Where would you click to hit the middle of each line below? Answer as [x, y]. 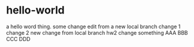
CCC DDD [18, 39]
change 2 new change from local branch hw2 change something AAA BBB [97, 32]
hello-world [36, 10]
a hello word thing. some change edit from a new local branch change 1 [93, 26]
